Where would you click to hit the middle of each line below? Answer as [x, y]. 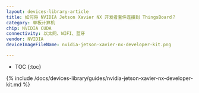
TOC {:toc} [28, 66]
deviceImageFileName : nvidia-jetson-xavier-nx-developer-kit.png [89, 45]
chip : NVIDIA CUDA [29, 28]
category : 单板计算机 [31, 23]
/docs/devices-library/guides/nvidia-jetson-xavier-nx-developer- [113, 78]
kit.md [14, 84]
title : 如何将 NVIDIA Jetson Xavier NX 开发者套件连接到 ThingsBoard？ [91, 17]
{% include [20, 78]
